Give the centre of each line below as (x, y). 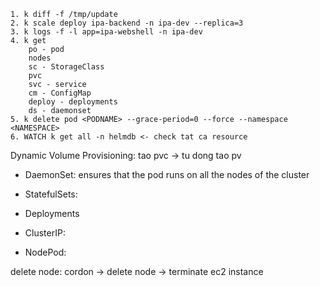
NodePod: (45, 252)
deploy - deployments (73, 102)
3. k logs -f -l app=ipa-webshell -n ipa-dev (106, 32)
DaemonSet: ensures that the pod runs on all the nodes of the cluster (167, 174)
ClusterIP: (45, 233)
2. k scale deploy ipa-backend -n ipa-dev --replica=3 (127, 23)
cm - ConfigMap (60, 93)
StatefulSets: (51, 194)
